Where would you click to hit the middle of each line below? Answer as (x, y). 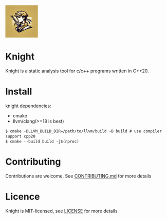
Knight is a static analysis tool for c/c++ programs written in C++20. (77, 71)
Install (19, 91)
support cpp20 (21, 136)
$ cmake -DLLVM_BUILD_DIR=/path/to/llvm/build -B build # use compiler (83, 131)
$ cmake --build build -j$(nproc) (42, 141)
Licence (23, 196)
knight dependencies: (28, 106)
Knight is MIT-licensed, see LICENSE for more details (61, 211)
